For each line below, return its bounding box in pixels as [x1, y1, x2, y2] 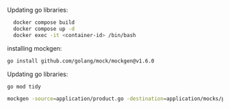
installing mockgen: [7, 44, 62, 52]
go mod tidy [7, 83, 41, 90]
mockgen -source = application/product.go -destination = [7, 95, 167, 102]
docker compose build [13, 19, 75, 26]
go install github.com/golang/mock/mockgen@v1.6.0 [7, 58, 155, 64]
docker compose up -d [13, 25, 75, 32]
